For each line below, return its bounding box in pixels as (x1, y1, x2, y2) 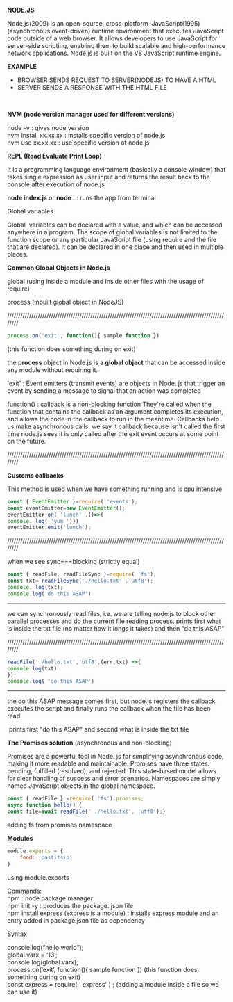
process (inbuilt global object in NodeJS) (7, 298, 124, 306)
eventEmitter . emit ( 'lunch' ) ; (7, 524, 92, 531)
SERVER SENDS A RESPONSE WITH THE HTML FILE (17, 83, 168, 91)
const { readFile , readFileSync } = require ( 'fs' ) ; (7, 571, 157, 578)
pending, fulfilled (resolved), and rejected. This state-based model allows (7, 767, 217, 775)
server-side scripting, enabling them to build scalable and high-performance (7, 42, 226, 49)
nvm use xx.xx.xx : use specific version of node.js (7, 138, 150, 147)
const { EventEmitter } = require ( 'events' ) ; (7, 498, 138, 505)
